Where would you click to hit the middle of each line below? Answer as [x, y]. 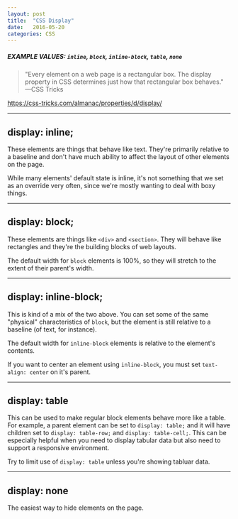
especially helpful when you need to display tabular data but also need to [114, 440]
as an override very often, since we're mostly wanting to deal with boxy [112, 186]
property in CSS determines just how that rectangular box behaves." [124, 82]
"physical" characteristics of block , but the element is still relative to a [109, 322]
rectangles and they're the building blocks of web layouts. [92, 246]
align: [17, 372]
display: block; [41, 222]
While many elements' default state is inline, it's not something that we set [115, 178]
